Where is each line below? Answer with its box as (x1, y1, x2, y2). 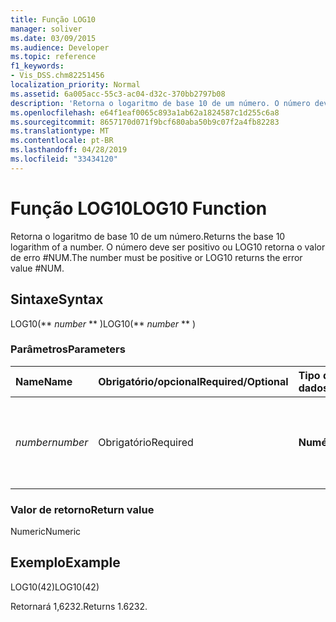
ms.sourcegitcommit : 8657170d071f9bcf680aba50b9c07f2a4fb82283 (10, 117, 280, 127)
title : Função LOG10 (10, 14, 97, 25)
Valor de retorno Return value (10, 502, 155, 516)
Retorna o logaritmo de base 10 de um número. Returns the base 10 (10, 230, 286, 242)
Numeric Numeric (10, 526, 82, 538)
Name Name (15, 374, 73, 388)
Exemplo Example (10, 554, 121, 571)
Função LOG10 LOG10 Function (10, 197, 268, 220)
